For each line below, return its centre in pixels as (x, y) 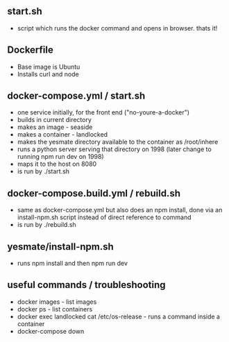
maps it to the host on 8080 (57, 164)
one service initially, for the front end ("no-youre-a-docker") (103, 112)
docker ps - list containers (55, 309)
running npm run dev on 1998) (60, 157)
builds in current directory (54, 120)
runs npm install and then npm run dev (73, 264)
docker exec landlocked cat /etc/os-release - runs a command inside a (119, 316)
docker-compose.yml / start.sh (76, 96)
